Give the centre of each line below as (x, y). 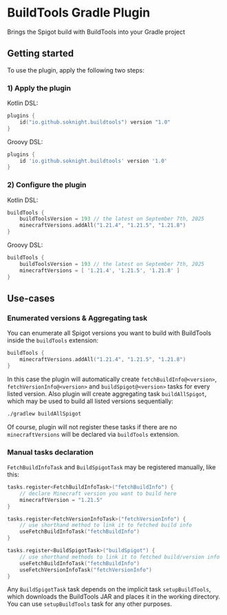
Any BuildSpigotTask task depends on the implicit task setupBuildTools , (109, 589)
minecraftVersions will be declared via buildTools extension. (94, 434)
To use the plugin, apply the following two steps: (76, 70)
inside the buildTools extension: (53, 340)
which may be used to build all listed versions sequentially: (90, 401)
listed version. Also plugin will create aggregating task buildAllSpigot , (107, 393)
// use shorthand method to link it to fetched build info (106, 525)
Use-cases (31, 298)
